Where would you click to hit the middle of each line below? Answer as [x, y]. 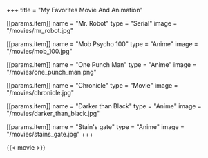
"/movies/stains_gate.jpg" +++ [50, 134]
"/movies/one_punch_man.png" [52, 72]
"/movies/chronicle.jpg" [40, 93]
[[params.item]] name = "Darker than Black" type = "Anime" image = [104, 106]
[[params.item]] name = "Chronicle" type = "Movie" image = [92, 85]
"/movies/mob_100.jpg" [40, 51]
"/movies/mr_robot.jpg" [40, 31]
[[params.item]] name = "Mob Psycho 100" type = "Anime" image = [102, 44]
